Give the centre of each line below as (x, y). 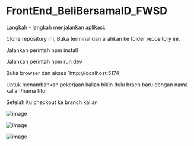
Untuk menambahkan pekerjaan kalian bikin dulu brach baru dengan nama (97, 85)
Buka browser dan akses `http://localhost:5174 (63, 73)
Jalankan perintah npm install (42, 50)
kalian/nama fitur (27, 90)
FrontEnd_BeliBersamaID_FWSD (87, 11)
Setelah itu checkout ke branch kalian (52, 102)
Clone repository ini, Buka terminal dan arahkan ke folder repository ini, (93, 38)
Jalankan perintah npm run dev (44, 61)
